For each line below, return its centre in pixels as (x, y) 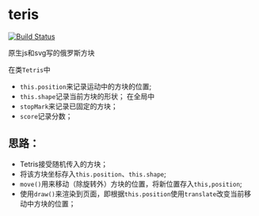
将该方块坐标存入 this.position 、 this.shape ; (93, 174)
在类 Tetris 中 (29, 70)
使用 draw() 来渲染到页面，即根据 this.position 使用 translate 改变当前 (132, 193)
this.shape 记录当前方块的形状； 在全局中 (87, 96)
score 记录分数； (46, 116)
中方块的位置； (51, 203)
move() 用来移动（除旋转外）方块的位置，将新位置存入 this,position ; (131, 184)
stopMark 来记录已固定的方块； (69, 106)
